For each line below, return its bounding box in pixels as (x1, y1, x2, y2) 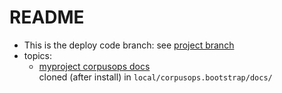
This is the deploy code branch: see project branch (23, 39, 235, 51)
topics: (23, 49, 53, 61)
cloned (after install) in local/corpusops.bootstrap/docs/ (38, 71, 273, 83)
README (9, 6, 85, 29)
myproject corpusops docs (38, 60, 151, 72)
